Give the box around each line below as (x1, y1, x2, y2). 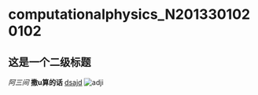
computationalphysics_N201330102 (8, 5, 250, 24)
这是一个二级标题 (8, 55, 91, 68)
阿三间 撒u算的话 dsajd (8, 78, 83, 87)
